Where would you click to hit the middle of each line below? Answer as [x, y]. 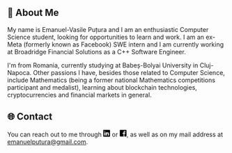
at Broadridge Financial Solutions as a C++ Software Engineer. [96, 51]
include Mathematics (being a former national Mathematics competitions [111, 80]
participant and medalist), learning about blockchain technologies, [102, 87]
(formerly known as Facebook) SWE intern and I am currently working [124, 44]
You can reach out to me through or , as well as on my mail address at [115, 134]
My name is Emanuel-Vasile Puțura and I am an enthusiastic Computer [108, 29]
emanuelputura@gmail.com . [48, 142]
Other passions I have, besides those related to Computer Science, [129, 72]
